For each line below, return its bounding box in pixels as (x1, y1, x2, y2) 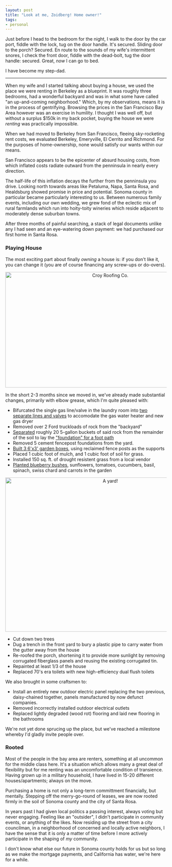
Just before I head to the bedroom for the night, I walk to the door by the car (5, 36, 166, 42)
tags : (5, 17, 17, 22)
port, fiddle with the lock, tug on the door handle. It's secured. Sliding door (5, 42, 163, 48)
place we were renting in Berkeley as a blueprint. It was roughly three (5, 88, 152, 94)
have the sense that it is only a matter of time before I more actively (5, 830, 147, 836)
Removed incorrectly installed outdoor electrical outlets (12, 705, 130, 711)
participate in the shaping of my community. (5, 836, 98, 842)
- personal (5, 22, 29, 27)
